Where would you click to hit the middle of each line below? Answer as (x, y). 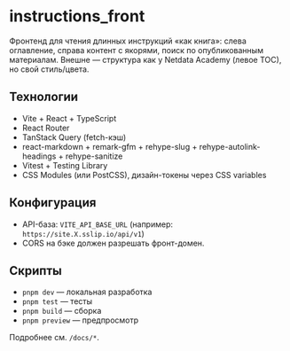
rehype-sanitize (94, 156)
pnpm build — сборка (62, 311)
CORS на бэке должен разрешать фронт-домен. (113, 243)
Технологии (43, 97)
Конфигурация (53, 203)
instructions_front (77, 16)
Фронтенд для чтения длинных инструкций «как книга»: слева (128, 41)
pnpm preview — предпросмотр (80, 320)
